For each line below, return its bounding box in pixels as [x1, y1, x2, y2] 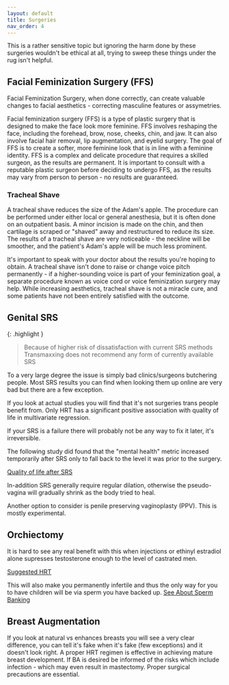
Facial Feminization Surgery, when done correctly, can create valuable [7, 94, 205, 103]
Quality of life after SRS [7, 468, 73, 477]
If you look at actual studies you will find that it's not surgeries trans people [7, 399, 219, 407]
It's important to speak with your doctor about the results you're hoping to [7, 255, 215, 264]
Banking [7, 596, 31, 604]
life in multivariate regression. [7, 413, 91, 422]
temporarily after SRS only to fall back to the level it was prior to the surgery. [7, 455, 222, 463]
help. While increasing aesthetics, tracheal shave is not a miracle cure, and [7, 285, 218, 293]
